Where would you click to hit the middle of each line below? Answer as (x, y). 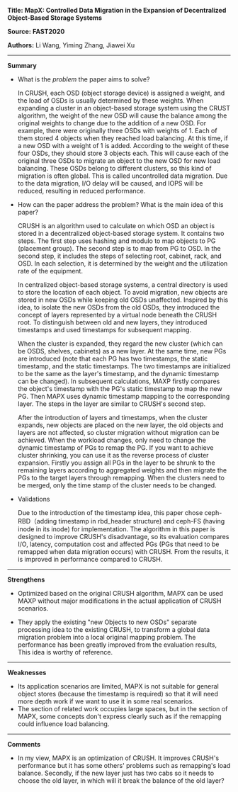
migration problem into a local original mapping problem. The (107, 637)
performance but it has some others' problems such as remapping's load (124, 765)
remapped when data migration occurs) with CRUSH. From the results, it (123, 551)
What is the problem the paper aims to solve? (84, 79)
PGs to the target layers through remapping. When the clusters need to (121, 478)
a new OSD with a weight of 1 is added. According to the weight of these (123, 146)
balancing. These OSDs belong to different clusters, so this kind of (114, 168)
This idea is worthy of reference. (65, 652)
